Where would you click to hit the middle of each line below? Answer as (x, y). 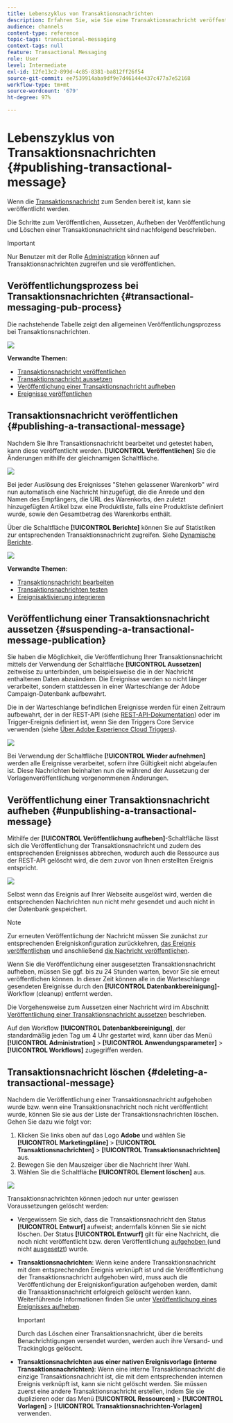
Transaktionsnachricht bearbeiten (66, 582)
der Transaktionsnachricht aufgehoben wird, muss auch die (102, 1277)
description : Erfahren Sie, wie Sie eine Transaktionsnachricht (102, 20)
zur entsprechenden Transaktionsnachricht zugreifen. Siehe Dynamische (112, 535)
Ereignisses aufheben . (49, 1307)
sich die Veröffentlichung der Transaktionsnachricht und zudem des (104, 846)
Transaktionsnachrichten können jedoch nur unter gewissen (93, 1198)
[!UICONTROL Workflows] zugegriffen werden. (75, 1050)
